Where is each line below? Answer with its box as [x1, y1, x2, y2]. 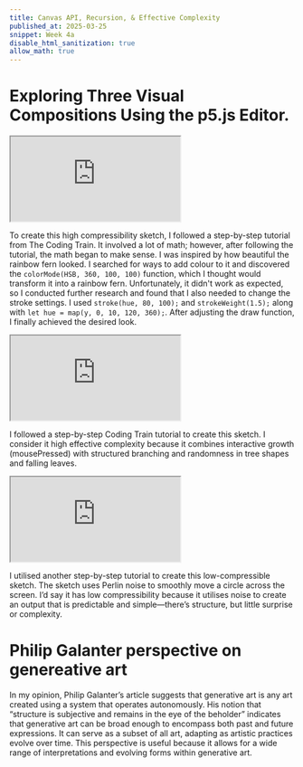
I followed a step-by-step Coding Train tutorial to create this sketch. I [9, 429, 266, 440]
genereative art [9, 659, 128, 680]
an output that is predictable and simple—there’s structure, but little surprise [9, 599, 293, 611]
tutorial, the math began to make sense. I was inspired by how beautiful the [9, 250, 289, 260]
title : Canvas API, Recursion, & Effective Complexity [9, 13, 221, 23]
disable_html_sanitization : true [9, 38, 136, 48]
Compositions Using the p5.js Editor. [9, 105, 289, 126]
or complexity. [9, 609, 63, 620]
